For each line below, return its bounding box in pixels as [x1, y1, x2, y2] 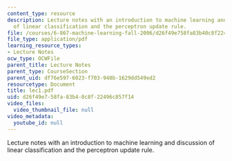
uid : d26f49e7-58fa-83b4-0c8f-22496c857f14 [7, 94, 135, 101]
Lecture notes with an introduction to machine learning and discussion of [7, 138, 215, 146]
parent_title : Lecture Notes [7, 61, 91, 68]
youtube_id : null [13, 119, 64, 126]
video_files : [7, 100, 45, 107]
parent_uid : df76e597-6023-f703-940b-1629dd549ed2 [7, 74, 156, 82]
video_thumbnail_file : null [13, 106, 95, 113]
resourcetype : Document [7, 81, 76, 88]
